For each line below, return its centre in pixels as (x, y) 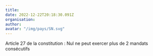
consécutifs (18, 49)
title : (12, 10)
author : (14, 24)
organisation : (20, 19)
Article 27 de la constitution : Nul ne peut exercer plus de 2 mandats (77, 43)
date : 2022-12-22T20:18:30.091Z (40, 15)
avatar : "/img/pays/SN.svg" (35, 29)
